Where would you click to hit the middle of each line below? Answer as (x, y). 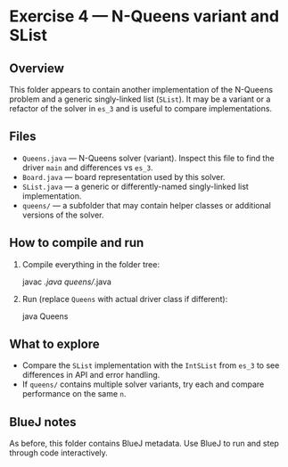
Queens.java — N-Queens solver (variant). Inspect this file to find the (148, 158)
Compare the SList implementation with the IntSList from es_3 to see (151, 365)
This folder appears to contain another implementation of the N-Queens (141, 90)
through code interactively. (59, 453)
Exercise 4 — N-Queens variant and (144, 16)
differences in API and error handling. (91, 375)
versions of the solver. (63, 215)
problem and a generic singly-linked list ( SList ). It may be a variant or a (140, 99)
